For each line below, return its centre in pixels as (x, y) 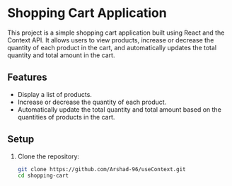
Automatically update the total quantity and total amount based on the (119, 109)
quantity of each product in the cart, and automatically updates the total (112, 47)
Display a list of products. (54, 94)
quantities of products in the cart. (66, 117)
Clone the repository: (48, 156)
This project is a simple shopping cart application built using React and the (116, 33)
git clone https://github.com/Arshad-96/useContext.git (101, 169)
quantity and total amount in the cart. (61, 55)
